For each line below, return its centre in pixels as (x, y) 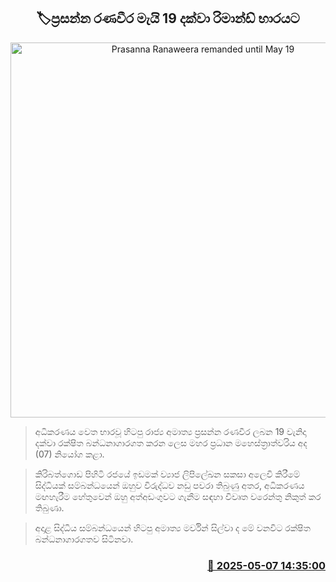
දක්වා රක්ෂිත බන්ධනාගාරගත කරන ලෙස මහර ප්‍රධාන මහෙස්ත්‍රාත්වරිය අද (171, 442)
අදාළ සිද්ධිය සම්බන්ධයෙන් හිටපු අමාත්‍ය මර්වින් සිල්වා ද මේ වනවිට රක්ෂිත (172, 527)
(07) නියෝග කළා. (69, 454)
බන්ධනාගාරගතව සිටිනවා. (84, 539)
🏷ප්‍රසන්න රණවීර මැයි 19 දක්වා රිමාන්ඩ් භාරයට (168, 18)
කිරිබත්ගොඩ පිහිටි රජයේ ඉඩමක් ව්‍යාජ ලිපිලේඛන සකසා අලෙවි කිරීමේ (167, 474)
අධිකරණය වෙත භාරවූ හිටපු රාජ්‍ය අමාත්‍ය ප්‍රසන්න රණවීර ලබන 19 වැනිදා (170, 431)
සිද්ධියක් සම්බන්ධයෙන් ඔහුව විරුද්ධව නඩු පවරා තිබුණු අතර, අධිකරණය (169, 485)
